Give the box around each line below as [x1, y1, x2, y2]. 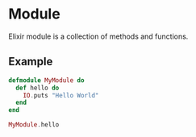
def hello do [15, 84, 60, 92]
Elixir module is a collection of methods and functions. [8, 31, 189, 41]
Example [8, 55, 53, 68]
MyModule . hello [8, 121, 60, 129]
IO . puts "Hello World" [23, 91, 99, 99]
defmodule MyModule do [8, 76, 85, 85]
